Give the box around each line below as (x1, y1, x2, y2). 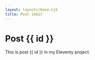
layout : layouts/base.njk (5, 7, 58, 12)
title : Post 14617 (5, 12, 43, 17)
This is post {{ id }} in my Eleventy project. (5, 49, 91, 55)
